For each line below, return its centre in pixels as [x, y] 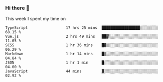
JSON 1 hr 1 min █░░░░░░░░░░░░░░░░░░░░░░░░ [81, 63]
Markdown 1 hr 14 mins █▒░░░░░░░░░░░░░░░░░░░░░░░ [81, 54]
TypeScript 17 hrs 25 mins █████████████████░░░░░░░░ [81, 28]
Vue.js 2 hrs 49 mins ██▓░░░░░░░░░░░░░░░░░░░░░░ [81, 37]
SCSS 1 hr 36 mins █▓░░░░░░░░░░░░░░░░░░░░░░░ [81, 45]
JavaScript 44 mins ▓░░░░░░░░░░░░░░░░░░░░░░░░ [81, 72]
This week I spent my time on [36, 19]
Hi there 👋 [18, 8]
